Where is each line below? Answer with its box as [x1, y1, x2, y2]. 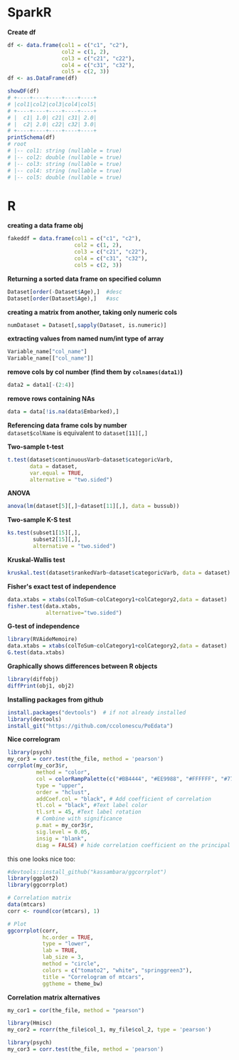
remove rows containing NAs [7, 395, 95, 402]
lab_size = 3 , [42, 954, 84, 961]
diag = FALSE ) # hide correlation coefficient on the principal [36, 841, 231, 848]
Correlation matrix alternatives [7, 993, 101, 1002]
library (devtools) [7, 715, 62, 723]
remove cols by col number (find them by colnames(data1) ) [7, 368, 183, 376]
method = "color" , [36, 769, 91, 776]
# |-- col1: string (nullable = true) [7, 147, 122, 155]
